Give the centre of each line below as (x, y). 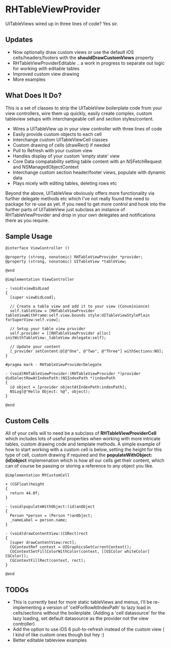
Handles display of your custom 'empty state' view (66, 156)
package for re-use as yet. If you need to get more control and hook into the (85, 204)
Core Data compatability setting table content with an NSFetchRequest (87, 161)
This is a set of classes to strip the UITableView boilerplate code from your (84, 108)
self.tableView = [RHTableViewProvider (52, 311)
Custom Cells (27, 421)
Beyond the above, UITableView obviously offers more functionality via (80, 193)
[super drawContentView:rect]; (43, 543)
